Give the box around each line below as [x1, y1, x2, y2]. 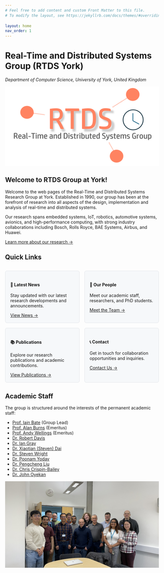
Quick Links [5, 253, 42, 262]
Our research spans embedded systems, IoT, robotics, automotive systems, [5, 214, 157, 220]
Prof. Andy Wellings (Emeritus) [12, 430, 74, 436]
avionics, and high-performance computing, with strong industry [5, 219, 135, 225]
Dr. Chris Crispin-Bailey [12, 466, 60, 472]
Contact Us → [89, 365, 118, 371]
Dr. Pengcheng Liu [12, 461, 50, 467]
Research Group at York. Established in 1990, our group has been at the [5, 194, 149, 200]
